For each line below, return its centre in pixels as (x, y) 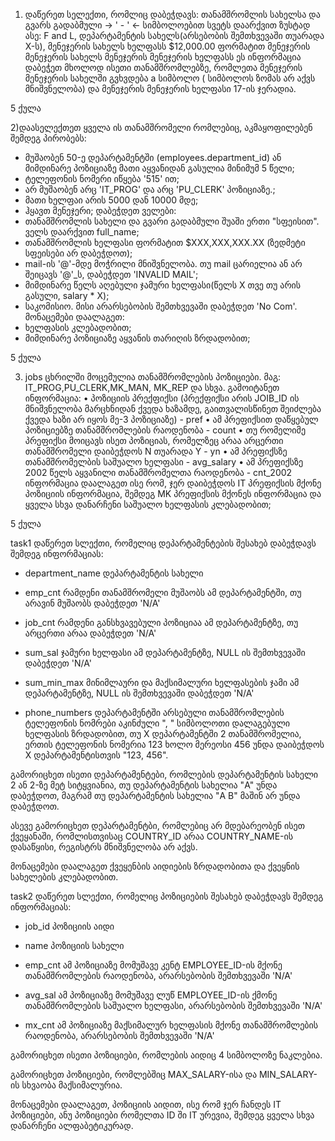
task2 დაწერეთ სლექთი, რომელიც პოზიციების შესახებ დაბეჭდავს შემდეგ (167, 896)
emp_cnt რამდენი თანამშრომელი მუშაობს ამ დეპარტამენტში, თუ (163, 592)
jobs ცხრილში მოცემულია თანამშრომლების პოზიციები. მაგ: (153, 377)
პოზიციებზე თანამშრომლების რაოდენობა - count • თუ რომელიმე (165, 430)
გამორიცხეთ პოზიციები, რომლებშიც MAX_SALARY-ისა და (133, 1074)
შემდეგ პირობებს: (48, 138)
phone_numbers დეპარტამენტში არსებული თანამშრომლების (154, 712)
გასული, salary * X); (67, 295)
